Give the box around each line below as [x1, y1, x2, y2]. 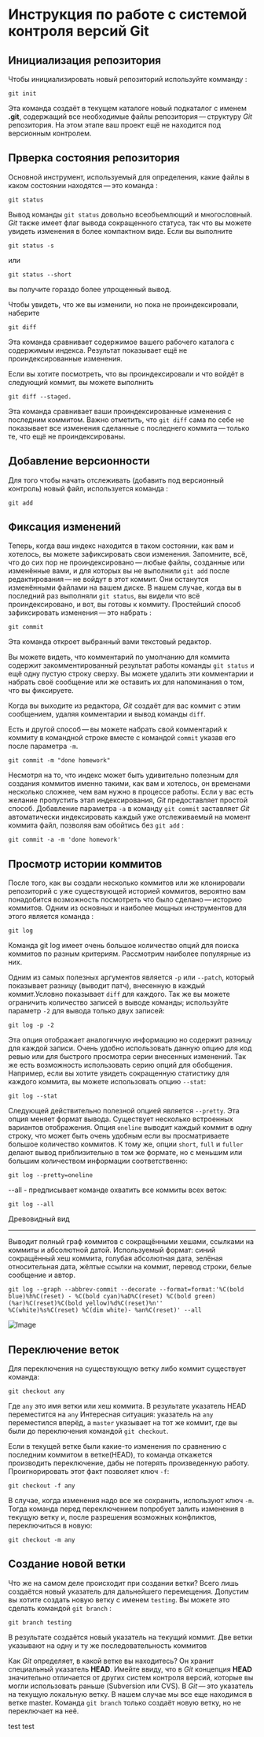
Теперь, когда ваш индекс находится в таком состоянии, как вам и [8, 541, 234, 550]
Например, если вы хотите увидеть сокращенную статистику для [8, 1068, 229, 1078]
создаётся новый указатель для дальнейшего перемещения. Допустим [8, 1587, 249, 1596]
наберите [8, 308, 40, 317]
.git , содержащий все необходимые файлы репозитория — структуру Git [8, 112, 253, 121]
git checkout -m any [8, 1536, 76, 1544]
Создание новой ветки [8, 1557, 126, 1571]
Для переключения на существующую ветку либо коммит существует [8, 1364, 247, 1373]
